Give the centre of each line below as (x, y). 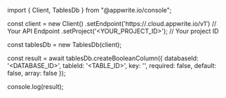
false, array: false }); (36, 73)
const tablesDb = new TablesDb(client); (65, 44)
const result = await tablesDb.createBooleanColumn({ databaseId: (103, 58)
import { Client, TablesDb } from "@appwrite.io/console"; (89, 10)
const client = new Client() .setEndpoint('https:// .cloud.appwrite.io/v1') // (112, 23)
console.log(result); (35, 86)
